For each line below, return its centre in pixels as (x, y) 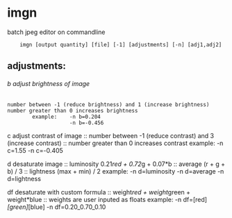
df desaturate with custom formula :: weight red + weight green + (99, 192)
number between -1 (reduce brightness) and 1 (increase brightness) (108, 104)
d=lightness (24, 178)
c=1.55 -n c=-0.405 (35, 150)
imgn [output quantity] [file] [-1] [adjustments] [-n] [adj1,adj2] (121, 44)
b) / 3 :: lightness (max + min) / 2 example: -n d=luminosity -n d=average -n (116, 171)
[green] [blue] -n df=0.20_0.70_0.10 (57, 207)
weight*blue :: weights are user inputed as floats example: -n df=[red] (107, 199)
